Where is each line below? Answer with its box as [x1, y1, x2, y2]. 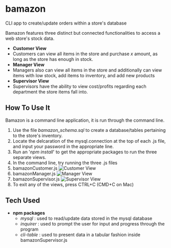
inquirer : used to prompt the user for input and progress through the [20, 220, 165, 227]
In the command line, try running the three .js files [12, 160, 118, 166]
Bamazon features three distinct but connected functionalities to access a [5, 30, 161, 36]
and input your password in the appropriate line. [12, 143, 114, 149]
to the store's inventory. [12, 132, 63, 139]
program [20, 226, 39, 232]
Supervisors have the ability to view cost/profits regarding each [12, 83, 146, 89]
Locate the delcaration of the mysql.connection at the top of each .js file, [12, 138, 166, 144]
